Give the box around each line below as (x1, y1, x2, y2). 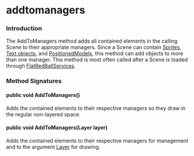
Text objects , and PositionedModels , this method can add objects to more (6, 50, 183, 57)
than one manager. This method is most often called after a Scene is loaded (6, 56, 188, 63)
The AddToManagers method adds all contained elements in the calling (6, 37, 178, 44)
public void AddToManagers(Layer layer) (6, 124, 108, 131)
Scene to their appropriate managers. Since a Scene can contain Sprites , (6, 44, 182, 51)
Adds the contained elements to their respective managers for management (6, 137, 189, 144)
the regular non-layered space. (6, 110, 81, 117)
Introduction (6, 25, 42, 33)
